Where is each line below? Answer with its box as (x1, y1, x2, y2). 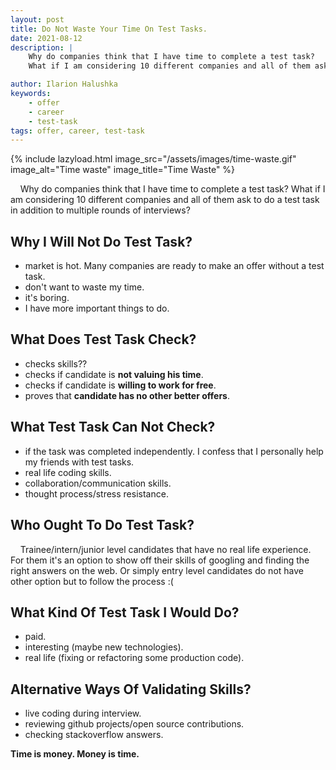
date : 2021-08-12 (10, 33, 83, 43)
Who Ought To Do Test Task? (10, 517, 195, 534)
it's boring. (24, 292, 70, 304)
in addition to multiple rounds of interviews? (10, 204, 191, 216)
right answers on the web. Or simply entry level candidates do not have (10, 564, 304, 576)
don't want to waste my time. (24, 281, 145, 293)
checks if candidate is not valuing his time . (24, 368, 204, 380)
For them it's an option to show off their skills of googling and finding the (10, 554, 310, 566)
